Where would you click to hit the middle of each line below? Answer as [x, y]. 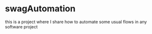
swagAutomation [40, 9]
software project [21, 26]
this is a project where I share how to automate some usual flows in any [76, 22]
